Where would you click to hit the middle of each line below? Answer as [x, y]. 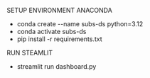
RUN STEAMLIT [30, 53]
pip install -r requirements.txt [59, 39]
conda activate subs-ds [52, 32]
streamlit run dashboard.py [57, 66]
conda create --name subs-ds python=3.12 [80, 24]
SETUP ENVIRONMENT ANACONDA [60, 10]
